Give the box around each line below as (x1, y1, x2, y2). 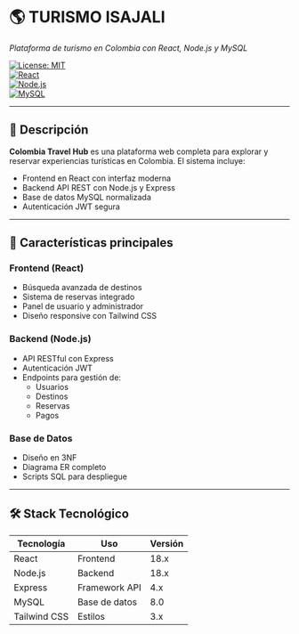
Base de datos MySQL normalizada (21, 191, 151, 202)
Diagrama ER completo (21, 462, 107, 473)
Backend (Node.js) (9, 333, 92, 345)
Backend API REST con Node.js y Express (21, 182, 176, 192)
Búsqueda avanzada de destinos (21, 282, 142, 293)
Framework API (77, 581, 141, 593)
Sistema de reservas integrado (21, 291, 135, 303)
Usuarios (35, 381, 69, 392)
